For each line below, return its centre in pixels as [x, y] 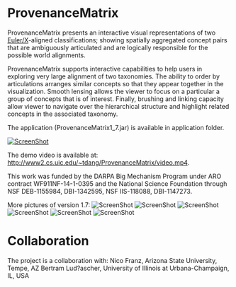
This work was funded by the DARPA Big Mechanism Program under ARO [114, 176]
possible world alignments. [47, 55]
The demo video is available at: [53, 155]
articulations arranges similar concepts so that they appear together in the [116, 83]
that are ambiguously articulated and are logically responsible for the [108, 47]
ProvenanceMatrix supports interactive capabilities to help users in [105, 69]
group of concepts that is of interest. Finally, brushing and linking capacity [116, 99]
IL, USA [18, 275]
